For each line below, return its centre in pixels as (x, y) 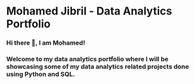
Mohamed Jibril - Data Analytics (89, 11)
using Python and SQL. (41, 74)
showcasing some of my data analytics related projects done (98, 66)
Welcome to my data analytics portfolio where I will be (87, 59)
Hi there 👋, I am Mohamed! (46, 43)
